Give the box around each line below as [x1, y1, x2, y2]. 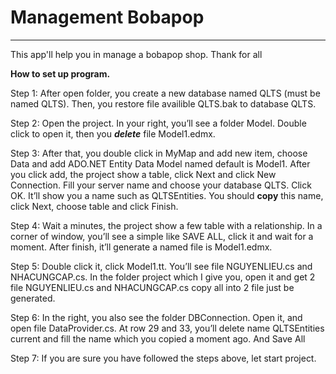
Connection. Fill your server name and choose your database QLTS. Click [10, 179, 312, 191]
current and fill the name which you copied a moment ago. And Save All [10, 332, 306, 345]
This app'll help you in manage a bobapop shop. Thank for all [10, 48, 263, 60]
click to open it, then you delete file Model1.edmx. [10, 127, 216, 140]
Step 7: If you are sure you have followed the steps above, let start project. [10, 352, 317, 364]
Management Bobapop [10, 6, 205, 29]
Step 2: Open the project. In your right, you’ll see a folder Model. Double [10, 117, 307, 129]
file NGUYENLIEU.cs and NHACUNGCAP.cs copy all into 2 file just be [10, 281, 295, 293]
